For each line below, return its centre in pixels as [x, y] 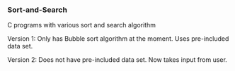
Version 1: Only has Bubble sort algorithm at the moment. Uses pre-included [118, 39]
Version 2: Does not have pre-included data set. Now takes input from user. [117, 60]
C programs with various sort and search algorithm [81, 25]
